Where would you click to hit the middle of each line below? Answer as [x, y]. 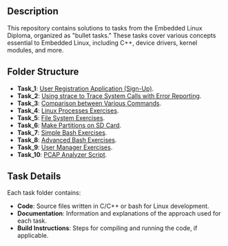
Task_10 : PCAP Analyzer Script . [62, 154]
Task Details [34, 177]
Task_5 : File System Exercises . [61, 117]
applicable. [33, 236]
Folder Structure [43, 72]
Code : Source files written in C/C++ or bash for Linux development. [113, 206]
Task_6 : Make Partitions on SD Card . [69, 125]
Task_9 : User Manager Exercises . [65, 147]
